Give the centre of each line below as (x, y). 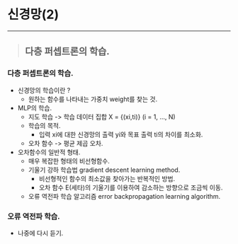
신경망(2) (33, 14)
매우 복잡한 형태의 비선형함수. (69, 161)
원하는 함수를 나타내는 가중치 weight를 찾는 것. (93, 99)
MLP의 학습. (34, 108)
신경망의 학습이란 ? (44, 90)
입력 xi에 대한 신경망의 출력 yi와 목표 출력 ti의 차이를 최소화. (121, 134)
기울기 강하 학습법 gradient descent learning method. (104, 170)
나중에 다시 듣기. (40, 233)
